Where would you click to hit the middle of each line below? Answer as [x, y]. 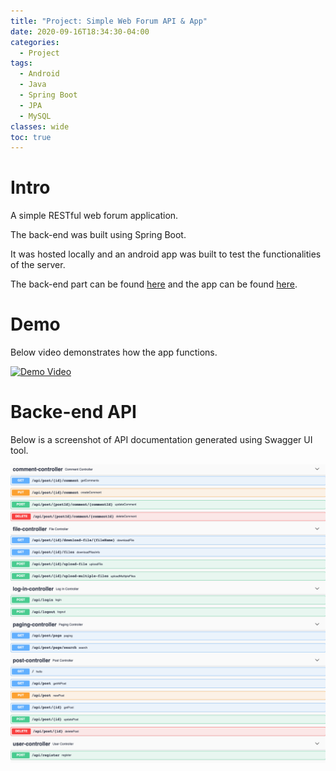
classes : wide [40, 126]
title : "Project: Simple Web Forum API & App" [109, 21]
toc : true [31, 137]
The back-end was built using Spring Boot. [98, 235]
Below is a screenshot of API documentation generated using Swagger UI [161, 440]
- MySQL [35, 116]
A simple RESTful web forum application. [94, 216]
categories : [35, 42]
